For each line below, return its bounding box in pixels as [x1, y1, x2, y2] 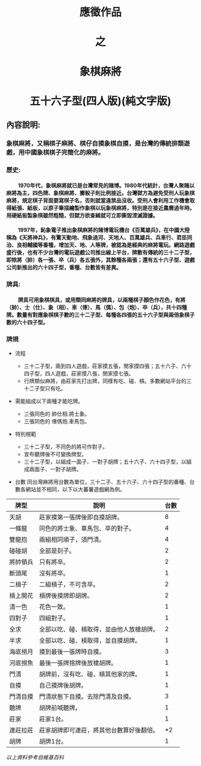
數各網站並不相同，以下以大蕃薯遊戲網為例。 [14, 486, 126, 493]
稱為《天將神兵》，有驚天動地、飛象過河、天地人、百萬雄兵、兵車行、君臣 [6, 234, 187, 241]
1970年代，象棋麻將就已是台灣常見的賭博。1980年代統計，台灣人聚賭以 [17, 182, 195, 189]
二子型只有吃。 [29, 384, 66, 392]
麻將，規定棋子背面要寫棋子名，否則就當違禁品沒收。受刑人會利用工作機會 [6, 197, 190, 204]
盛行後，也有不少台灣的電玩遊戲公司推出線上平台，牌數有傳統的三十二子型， [6, 249, 195, 256]
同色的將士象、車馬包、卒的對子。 [39, 524, 136, 532]
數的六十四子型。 [6, 318, 48, 326]
